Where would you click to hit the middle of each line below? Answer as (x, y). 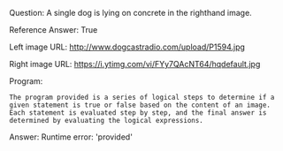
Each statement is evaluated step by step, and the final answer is (138, 113)
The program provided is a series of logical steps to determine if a (142, 97)
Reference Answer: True (54, 30)
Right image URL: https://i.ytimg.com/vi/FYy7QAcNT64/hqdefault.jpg (135, 64)
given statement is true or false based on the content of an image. (140, 105)
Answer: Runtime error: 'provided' (71, 137)
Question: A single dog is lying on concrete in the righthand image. (130, 13)
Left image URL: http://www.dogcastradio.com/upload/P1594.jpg (127, 47)
